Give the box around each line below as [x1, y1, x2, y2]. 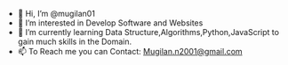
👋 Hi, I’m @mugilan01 [17, 9, 96, 18]
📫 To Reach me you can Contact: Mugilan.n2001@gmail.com [17, 47, 243, 56]
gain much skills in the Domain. [17, 36, 132, 47]
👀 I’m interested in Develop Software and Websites [17, 18, 204, 28]
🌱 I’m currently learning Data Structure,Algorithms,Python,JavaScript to [17, 27, 280, 37]
